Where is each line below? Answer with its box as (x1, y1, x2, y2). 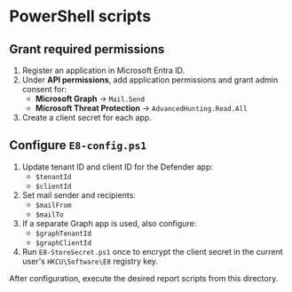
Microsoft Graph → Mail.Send (35, 93, 145, 104)
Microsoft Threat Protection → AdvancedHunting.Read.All (35, 103, 248, 113)
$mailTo (35, 210, 64, 219)
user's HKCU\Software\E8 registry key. (21, 256, 158, 266)
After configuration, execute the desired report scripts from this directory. (9, 272, 279, 283)
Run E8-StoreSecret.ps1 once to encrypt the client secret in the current (21, 246, 283, 256)
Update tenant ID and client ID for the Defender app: (21, 162, 214, 172)
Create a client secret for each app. (21, 113, 153, 122)
